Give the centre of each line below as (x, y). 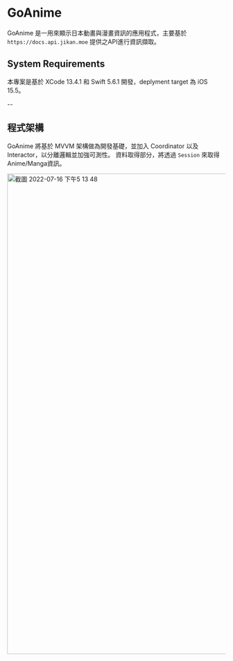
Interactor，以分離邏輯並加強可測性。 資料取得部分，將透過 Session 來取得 (113, 154)
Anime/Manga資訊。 (36, 163)
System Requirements (56, 64)
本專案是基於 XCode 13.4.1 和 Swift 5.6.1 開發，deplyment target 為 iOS (107, 81)
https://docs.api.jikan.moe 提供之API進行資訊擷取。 (84, 41)
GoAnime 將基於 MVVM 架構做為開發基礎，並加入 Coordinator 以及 (103, 146)
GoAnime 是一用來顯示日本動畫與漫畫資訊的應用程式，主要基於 (97, 33)
